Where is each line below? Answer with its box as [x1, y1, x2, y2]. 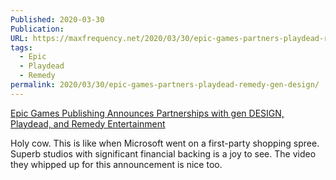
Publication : [10, 24, 65, 34]
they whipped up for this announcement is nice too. [10, 158, 223, 170]
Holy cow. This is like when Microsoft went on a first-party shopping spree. [10, 137, 320, 149]
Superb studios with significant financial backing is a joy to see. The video [10, 147, 317, 160]
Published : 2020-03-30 [10, 14, 105, 25]
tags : [10, 42, 33, 53]
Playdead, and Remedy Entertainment [10, 117, 166, 130]
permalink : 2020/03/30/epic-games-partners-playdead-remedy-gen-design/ [10, 80, 320, 90]
